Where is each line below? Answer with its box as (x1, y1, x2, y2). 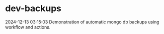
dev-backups (5, 3, 62, 14)
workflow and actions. (5, 24, 51, 30)
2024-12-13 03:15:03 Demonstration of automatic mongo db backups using (5, 19, 160, 25)
